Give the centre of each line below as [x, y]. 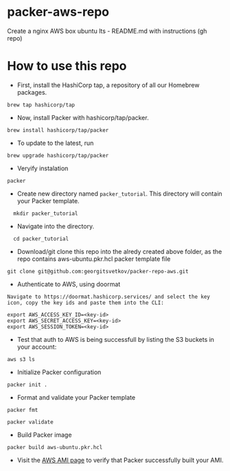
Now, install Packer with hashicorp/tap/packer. [83, 117]
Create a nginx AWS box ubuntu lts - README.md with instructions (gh [107, 31]
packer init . [27, 384]
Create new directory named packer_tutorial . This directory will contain [119, 194]
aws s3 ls [21, 359]
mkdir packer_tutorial [46, 214]
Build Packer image [44, 435]
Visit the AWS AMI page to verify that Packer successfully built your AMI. [120, 460]
